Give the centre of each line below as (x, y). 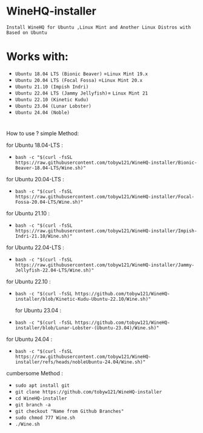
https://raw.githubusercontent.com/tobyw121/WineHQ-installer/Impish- (106, 231)
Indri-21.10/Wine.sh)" (44, 237)
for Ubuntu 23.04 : (38, 310)
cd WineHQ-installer (41, 398)
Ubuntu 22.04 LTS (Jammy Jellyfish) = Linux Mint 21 (82, 93)
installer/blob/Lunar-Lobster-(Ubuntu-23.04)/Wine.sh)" (87, 328)
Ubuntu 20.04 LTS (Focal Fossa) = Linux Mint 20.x (79, 79)
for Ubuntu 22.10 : (29, 282)
